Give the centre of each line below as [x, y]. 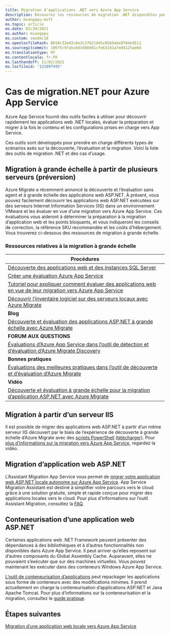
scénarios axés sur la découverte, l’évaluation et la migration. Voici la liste [82, 148]
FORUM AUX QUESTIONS [39, 336]
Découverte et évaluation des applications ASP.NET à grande [80, 322]
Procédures [85, 259]
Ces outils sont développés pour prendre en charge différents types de [79, 143]
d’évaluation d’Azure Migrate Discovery [54, 351]
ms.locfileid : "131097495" [34, 67]
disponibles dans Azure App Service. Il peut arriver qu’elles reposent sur [81, 550]
